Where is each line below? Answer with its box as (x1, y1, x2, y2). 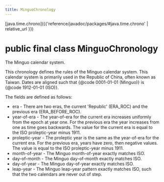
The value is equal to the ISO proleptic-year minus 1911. (12, 145, 124, 151)
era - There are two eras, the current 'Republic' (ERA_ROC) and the (12, 104, 148, 109)
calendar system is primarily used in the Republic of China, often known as (5, 74, 156, 80)
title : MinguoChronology (5, 7, 56, 12)
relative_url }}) (5, 26, 34, 32)
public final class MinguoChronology (5, 43, 158, 54)
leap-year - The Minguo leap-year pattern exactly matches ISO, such (12, 166, 152, 172)
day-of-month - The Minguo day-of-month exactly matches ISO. (12, 156, 142, 161)
